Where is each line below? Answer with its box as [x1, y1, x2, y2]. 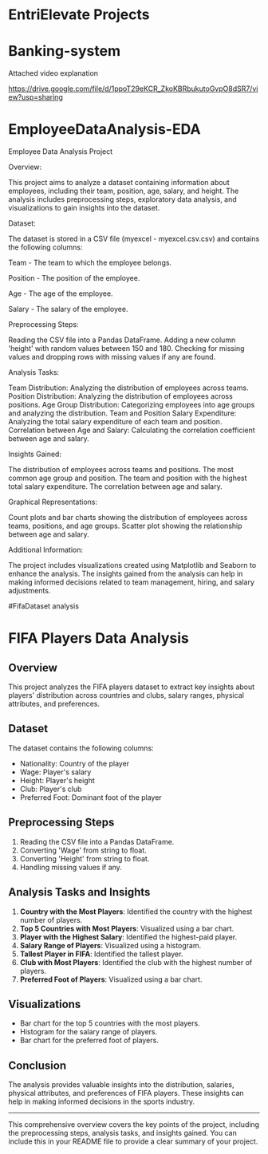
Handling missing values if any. [19, 862, 122, 872]
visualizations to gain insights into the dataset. [8, 203, 160, 213]
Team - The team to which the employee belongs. [8, 258, 172, 268]
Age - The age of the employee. [8, 289, 113, 298]
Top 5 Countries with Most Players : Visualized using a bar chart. [19, 924, 235, 933]
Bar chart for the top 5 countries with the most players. [19, 1018, 201, 1028]
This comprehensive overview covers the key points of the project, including [8, 1120, 260, 1129]
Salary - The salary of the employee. [8, 305, 128, 314]
